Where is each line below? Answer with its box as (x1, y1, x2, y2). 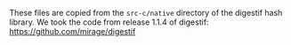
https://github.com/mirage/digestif (9, 26, 136, 36)
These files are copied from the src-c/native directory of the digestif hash (9, 8, 283, 18)
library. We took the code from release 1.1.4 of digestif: (9, 17, 209, 27)
